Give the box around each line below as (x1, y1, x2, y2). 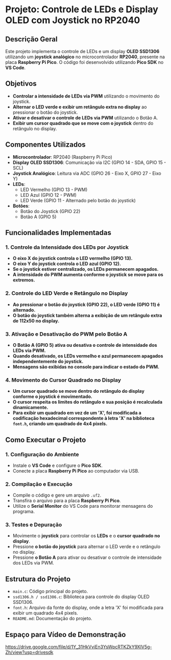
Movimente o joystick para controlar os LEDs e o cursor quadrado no (12, 533, 160, 539)
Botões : (12, 203, 30, 209)
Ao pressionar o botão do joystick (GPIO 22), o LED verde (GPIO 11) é (12, 301, 160, 308)
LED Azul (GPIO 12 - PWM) (20, 192, 77, 198)
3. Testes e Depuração (5, 521, 62, 528)
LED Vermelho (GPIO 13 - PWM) (20, 186, 88, 193)
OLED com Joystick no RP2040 (5, 14, 140, 26)
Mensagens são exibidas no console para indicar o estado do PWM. (12, 364, 160, 370)
